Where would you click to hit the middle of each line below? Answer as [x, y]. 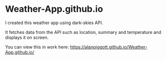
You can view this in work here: [37, 47]
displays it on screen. [27, 37]
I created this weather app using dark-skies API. [54, 23]
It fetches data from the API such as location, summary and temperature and [83, 32]
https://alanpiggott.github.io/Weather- [109, 47]
